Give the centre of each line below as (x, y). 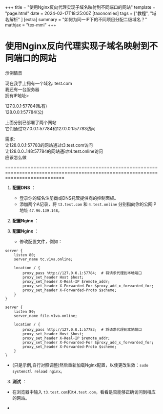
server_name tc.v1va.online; (43, 259)
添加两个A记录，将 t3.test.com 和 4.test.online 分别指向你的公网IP (88, 204)
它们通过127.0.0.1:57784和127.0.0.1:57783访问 (50, 128)
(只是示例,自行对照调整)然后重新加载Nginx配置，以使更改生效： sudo (80, 365)
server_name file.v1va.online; (46, 316)
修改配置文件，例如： (41, 241)
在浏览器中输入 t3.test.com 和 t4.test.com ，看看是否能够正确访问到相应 (84, 392)
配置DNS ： (24, 187)
